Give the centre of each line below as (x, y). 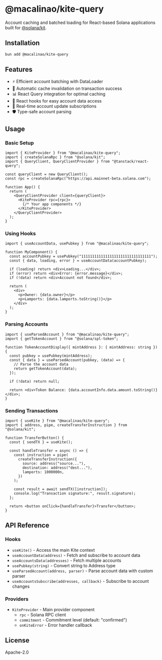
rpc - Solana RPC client (43, 615)
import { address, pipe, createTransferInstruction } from (66, 425)
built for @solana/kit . (26, 27)
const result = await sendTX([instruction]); (61, 489)
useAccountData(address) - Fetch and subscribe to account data (76, 555)
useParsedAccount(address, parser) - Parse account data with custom (82, 571)
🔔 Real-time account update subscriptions (54, 106)
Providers (17, 599)
